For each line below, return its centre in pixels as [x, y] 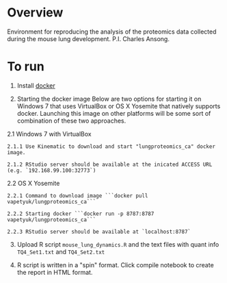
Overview [35, 13]
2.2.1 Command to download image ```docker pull [78, 196]
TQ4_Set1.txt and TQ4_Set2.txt [61, 251]
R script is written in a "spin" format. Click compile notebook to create [115, 264]
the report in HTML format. [55, 272]
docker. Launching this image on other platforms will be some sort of [114, 113]
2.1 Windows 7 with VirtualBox [49, 134]
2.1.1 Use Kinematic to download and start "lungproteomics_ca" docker [111, 146]
